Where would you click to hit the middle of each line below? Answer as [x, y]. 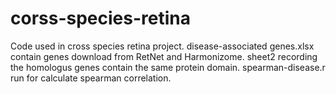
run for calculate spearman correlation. [91, 78]
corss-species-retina [100, 18]
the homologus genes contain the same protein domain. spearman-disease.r [168, 67]
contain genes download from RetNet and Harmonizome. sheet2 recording [164, 56]
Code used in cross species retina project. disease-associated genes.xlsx [162, 46]
